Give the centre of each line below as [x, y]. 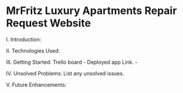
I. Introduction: [24, 39]
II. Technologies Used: [33, 50]
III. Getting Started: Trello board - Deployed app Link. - [72, 62]
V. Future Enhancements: [36, 85]
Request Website [48, 23]
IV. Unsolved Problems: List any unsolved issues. [65, 73]
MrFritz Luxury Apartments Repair [91, 11]
